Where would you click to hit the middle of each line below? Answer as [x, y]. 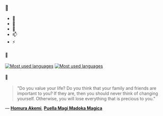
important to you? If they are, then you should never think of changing [87, 93]
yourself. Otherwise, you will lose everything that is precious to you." [86, 98]
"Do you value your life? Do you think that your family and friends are [87, 88]
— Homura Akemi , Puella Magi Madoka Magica [54, 108]
